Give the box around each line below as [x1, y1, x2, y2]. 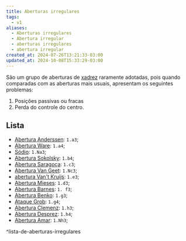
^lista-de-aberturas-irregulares [6, 228, 81, 235]
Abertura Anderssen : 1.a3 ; [14, 136, 79, 143]
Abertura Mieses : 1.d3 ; [14, 180, 70, 187]
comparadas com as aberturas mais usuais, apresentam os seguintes [6, 80, 174, 87]
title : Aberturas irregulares [6, 8, 80, 15]
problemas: [6, 86, 33, 93]
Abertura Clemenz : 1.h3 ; [14, 204, 74, 211]
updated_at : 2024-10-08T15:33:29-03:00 [6, 57, 104, 63]
